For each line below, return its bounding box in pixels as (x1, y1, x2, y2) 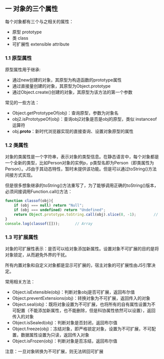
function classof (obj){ (5, 199, 54, 203)
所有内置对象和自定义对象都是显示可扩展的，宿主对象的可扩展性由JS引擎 (5, 262, 151, 268)
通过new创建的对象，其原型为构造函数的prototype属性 (12, 77, 122, 83)
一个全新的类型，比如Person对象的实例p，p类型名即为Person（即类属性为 (5, 160, 154, 166)
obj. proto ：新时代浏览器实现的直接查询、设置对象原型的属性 (12, 129, 134, 135)
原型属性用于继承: (5, 67, 41, 72)
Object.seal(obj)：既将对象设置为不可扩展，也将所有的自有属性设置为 (12, 301, 151, 307)
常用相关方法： (5, 278, 35, 285)
